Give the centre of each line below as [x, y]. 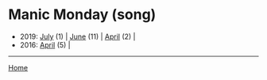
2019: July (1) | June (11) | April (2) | [77, 36]
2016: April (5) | [45, 44]
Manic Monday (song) [82, 15]
